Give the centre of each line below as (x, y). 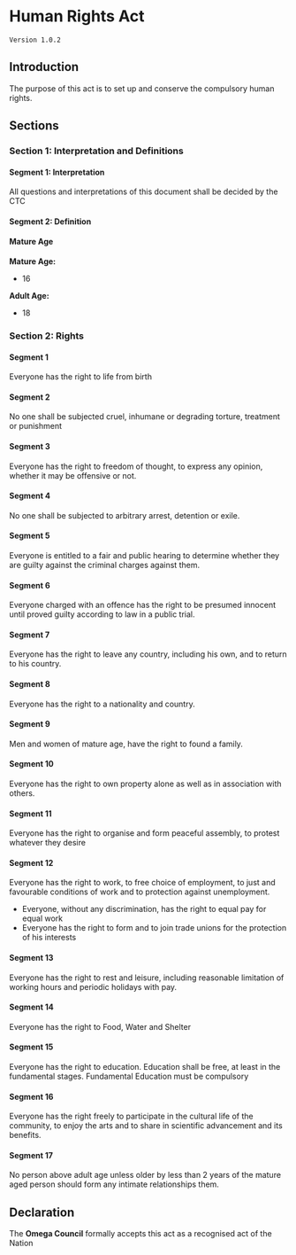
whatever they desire (48, 843)
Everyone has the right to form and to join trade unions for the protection (154, 928)
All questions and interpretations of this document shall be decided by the (144, 191)
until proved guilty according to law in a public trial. (102, 614)
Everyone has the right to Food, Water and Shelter (100, 1026)
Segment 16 (31, 1096)
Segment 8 (30, 684)
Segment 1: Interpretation (57, 172)
